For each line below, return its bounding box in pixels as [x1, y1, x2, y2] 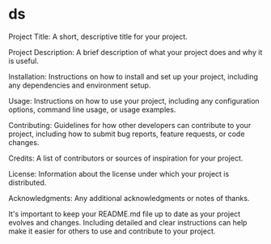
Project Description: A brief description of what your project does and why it [8, 47, 263, 57]
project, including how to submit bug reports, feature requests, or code [8, 129, 245, 139]
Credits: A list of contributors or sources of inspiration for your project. [8, 153, 243, 163]
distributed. [8, 178, 47, 187]
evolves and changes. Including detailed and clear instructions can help [8, 217, 248, 227]
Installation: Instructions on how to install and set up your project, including [8, 71, 259, 81]
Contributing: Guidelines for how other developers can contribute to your [8, 120, 252, 130]
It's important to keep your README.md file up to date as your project [8, 208, 241, 219]
